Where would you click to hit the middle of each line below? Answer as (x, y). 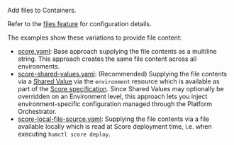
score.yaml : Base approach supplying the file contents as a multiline (117, 51)
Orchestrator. (37, 111)
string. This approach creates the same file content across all (107, 59)
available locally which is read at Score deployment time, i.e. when (115, 126)
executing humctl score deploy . (64, 134)
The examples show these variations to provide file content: (95, 37)
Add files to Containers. (42, 10)
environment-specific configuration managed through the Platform (115, 104)
